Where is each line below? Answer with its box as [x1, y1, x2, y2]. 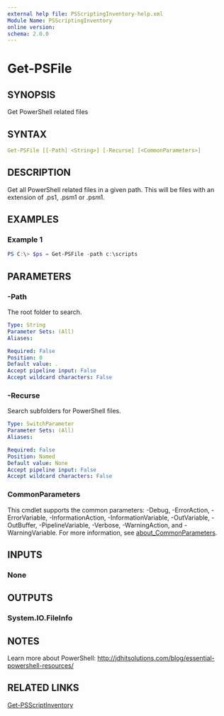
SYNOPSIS [7, 89, 56, 101]
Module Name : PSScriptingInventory [7, 17, 113, 24]
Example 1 [7, 235, 43, 245]
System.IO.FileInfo [7, 613, 73, 623]
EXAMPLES [7, 213, 59, 225]
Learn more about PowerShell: [7, 654, 96, 663]
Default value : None [7, 459, 69, 466]
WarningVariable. [7, 528, 58, 537]
